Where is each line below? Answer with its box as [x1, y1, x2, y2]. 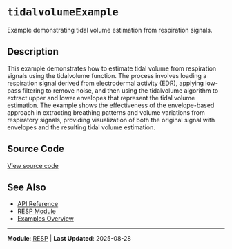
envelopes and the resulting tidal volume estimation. [7, 123, 155, 131]
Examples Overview [17, 214, 75, 223]
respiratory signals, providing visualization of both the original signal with [7, 116, 215, 124]
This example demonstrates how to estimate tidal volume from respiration [7, 64, 217, 73]
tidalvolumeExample [7, 6, 119, 19]
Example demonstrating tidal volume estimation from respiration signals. [7, 26, 213, 34]
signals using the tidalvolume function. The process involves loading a [7, 71, 207, 80]
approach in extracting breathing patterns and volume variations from [7, 108, 205, 116]
